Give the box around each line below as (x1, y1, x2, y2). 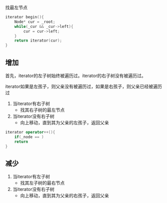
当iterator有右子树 (12, 100, 51, 107)
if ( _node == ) (14, 134, 44, 140)
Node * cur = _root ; (14, 19, 56, 24)
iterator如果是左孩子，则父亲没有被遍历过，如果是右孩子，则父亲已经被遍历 (5, 83, 162, 89)
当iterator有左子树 (12, 174, 51, 180)
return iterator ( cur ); (14, 38, 62, 43)
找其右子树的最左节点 (20, 107, 65, 113)
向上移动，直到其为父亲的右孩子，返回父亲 (20, 192, 109, 199)
